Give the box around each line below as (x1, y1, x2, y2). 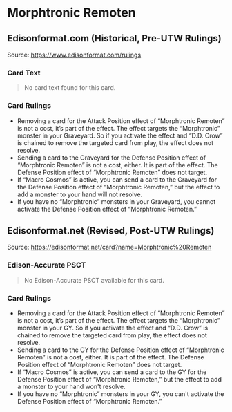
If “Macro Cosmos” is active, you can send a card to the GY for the (17, 368, 207, 376)
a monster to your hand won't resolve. (17, 382, 126, 391)
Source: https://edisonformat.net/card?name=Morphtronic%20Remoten (7, 243, 212, 252)
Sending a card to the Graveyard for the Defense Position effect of (17, 153, 206, 162)
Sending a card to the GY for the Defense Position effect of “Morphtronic (17, 346, 224, 354)
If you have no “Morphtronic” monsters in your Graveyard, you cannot (17, 197, 216, 205)
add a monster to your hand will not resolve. (17, 190, 143, 198)
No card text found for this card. (23, 84, 116, 92)
